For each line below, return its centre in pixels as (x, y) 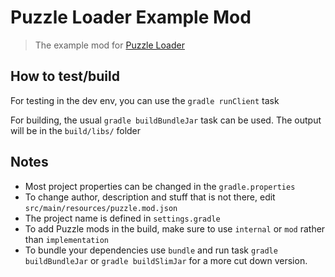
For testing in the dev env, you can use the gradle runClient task (145, 100)
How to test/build (65, 76)
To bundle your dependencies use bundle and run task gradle (151, 250)
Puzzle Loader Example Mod (131, 17)
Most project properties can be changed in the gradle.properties (160, 186)
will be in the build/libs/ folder (76, 130)
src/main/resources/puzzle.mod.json (101, 208)
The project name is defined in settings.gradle (122, 218)
